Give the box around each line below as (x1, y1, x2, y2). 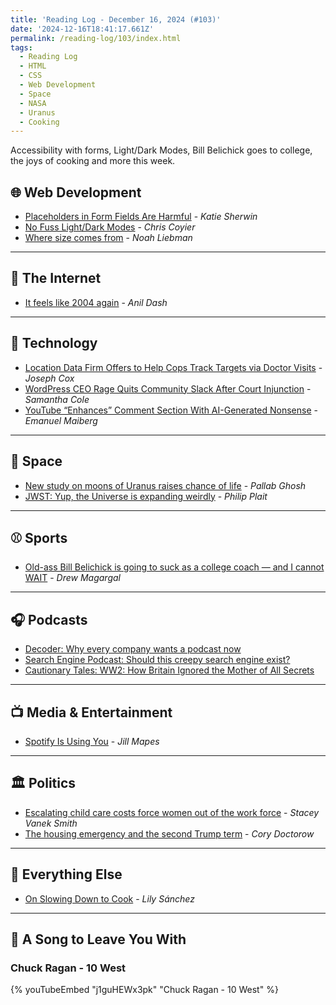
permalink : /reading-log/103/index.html (10, 33, 182, 43)
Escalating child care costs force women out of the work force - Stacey (24, 806, 320, 818)
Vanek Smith (24, 817, 78, 829)
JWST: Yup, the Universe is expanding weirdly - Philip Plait (24, 490, 268, 502)
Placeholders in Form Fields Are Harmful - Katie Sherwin (24, 211, 258, 223)
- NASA (19, 98, 47, 108)
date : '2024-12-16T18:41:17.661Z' (10, 24, 155, 34)
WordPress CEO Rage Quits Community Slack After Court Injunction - (24, 382, 312, 395)
